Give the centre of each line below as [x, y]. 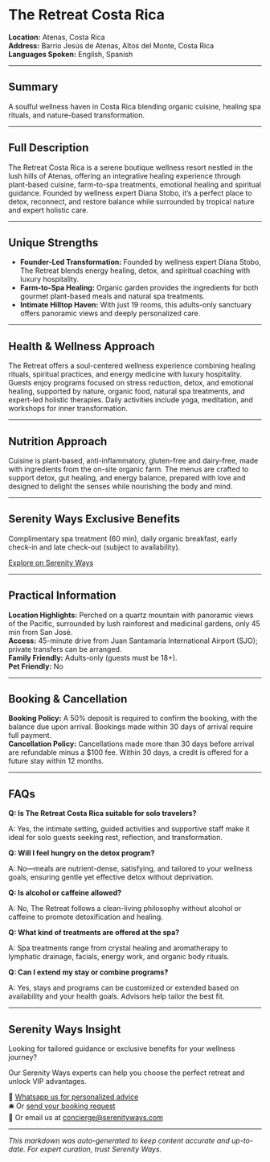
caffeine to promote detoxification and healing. [86, 917]
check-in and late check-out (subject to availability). [94, 547]
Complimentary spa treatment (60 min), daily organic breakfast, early [123, 538]
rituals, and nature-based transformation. [76, 115]
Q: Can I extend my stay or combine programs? [88, 972]
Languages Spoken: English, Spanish [71, 54]
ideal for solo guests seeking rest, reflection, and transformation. [116, 838]
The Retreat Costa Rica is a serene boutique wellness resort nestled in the [131, 167]
